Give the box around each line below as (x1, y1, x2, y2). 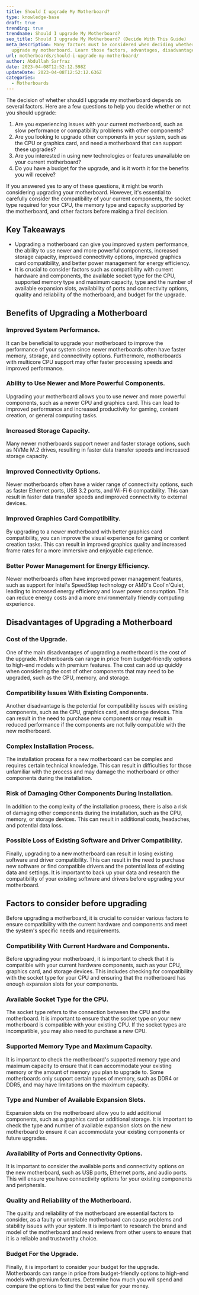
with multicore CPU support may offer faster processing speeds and (6, 358, 173, 365)
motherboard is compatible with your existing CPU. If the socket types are (6, 1021, 187, 1028)
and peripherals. (6, 1182, 46, 1189)
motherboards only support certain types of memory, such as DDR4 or (6, 1075, 179, 1082)
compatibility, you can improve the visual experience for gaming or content (6, 534, 190, 541)
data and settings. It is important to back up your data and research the (6, 869, 180, 876)
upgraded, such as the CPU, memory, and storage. (6, 674, 130, 681)
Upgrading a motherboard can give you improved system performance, (14, 241, 190, 248)
